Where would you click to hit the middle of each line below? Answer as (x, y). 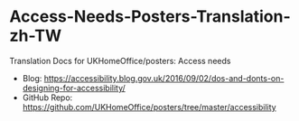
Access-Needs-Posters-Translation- (150, 17)
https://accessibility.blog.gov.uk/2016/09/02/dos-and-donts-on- (164, 78)
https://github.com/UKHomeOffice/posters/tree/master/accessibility (149, 107)
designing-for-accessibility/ (74, 88)
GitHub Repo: (47, 98)
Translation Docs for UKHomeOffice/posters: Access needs (120, 60)
